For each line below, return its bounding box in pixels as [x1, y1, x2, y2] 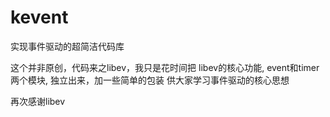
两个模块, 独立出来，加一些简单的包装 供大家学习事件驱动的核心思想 [10, 74, 290, 86]
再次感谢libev [10, 95, 66, 107]
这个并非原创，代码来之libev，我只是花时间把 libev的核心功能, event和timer [10, 61, 320, 73]
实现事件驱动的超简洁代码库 [10, 40, 125, 52]
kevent [10, 6, 69, 29]
